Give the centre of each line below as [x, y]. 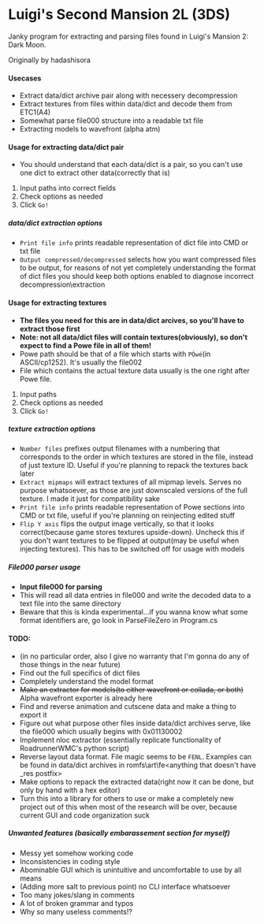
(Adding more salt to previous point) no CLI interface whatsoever [125, 886]
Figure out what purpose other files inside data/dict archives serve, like [135, 723]
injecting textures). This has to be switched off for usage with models [132, 549]
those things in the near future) [70, 664]
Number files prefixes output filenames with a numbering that [120, 449]
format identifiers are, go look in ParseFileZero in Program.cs [119, 621]
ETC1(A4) [35, 113]
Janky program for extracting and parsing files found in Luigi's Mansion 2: [128, 36]
